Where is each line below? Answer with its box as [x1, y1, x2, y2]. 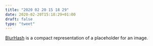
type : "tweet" [5, 21, 35, 26]
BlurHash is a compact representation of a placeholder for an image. [5, 35, 148, 41]
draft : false [5, 16, 33, 21]
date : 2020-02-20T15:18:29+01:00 [5, 12, 76, 17]
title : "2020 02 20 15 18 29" [5, 7, 69, 12]
